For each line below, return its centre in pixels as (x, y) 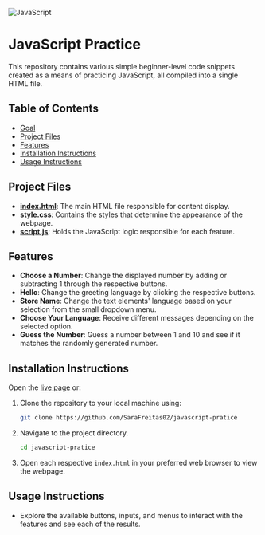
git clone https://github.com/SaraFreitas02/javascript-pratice (129, 418)
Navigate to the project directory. (74, 433)
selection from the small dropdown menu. (88, 309)
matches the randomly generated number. (89, 344)
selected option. (46, 326)
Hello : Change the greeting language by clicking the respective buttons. (138, 293)
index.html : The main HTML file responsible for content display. (125, 206)
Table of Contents (54, 109)
